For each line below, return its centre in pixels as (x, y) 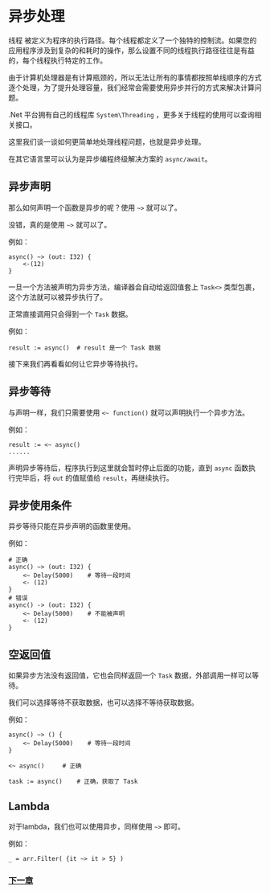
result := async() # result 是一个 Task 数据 (84, 348)
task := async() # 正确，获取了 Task (73, 782)
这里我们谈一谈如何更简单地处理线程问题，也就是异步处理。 (107, 141)
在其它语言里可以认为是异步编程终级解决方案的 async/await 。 (110, 158)
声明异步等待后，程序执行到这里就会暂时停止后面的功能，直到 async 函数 (129, 468)
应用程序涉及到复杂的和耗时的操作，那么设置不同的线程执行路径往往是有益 (131, 50)
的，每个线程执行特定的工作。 (57, 60)
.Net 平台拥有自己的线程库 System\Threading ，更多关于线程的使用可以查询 (131, 114)
